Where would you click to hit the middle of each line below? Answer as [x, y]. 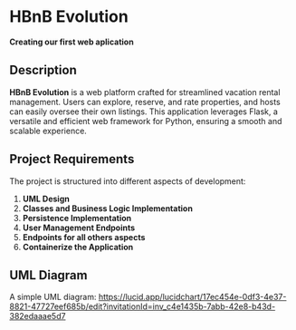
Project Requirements [72, 159]
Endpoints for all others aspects [84, 237]
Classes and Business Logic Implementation [107, 208]
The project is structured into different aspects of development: [128, 181]
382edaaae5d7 [38, 316]
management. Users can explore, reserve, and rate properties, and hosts [145, 102]
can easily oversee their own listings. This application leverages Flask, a [144, 112]
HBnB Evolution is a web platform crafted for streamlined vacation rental [145, 92]
